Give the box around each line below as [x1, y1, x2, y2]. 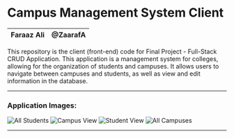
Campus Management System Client [7, 5, 224, 21]
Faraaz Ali [10, 30, 45, 40]
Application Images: [7, 101, 77, 110]
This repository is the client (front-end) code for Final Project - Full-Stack [7, 47, 217, 55]
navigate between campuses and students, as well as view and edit [7, 69, 201, 78]
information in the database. [7, 76, 88, 85]
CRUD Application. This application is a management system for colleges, [7, 54, 219, 63]
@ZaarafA [51, 30, 86, 40]
